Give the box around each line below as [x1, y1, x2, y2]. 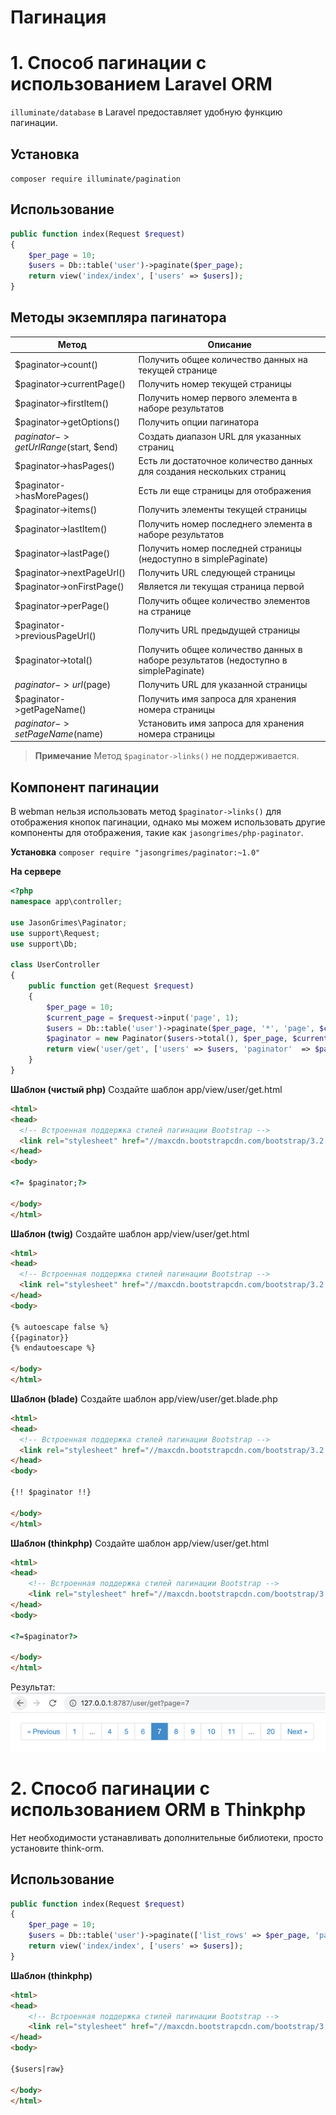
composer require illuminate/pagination [10, 174, 182, 184]
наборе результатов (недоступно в [138, 654, 288, 666]
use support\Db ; [10, 939, 78, 949]
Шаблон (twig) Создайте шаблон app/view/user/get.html [10, 1227, 250, 1240]
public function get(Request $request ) [28, 981, 195, 991]
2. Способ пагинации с [10, 1777, 210, 1800]
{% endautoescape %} [10, 1343, 97, 1353]
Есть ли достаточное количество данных [138, 454, 313, 466]
